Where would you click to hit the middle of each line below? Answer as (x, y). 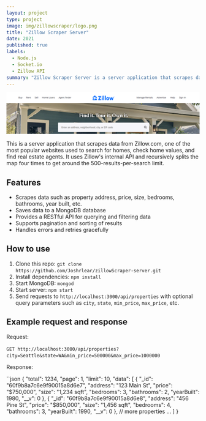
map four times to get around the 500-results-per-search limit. (85, 163)
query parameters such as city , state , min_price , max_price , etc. (97, 302)
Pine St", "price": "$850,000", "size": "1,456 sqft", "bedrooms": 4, (89, 404)
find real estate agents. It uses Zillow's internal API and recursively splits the (103, 157)
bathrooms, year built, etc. (48, 203)
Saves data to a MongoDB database (60, 210)
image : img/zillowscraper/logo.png (52, 26)
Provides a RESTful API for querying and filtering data (83, 217)
